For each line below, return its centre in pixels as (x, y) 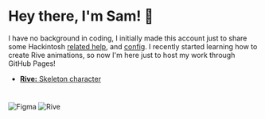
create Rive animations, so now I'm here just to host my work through (122, 55)
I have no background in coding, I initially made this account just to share (128, 38)
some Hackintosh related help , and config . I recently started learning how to (133, 46)
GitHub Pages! (32, 63)
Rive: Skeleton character (60, 79)
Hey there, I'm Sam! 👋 (81, 16)
